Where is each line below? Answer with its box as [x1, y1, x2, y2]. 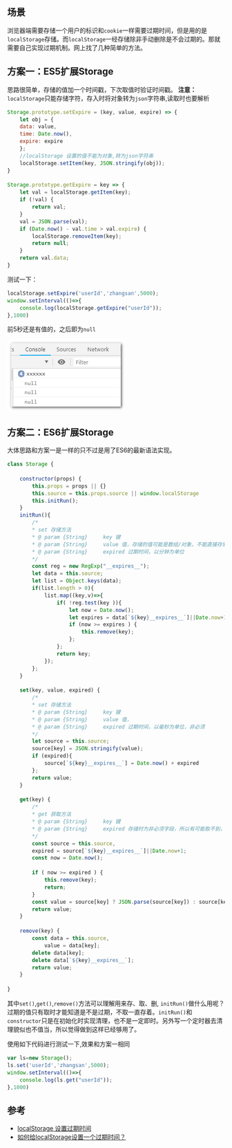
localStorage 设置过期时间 [17, 1124, 92, 1133]
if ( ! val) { [19, 196, 54, 203]
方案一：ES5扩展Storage [7, 66, 114, 77]
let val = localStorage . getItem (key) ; [19, 189, 131, 196]
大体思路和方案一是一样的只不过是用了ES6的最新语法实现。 [7, 446, 176, 454]
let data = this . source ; [32, 570, 104, 577]
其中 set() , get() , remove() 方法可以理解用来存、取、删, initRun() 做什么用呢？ [7, 999, 225, 1008]
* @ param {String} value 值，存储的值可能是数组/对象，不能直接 [32, 541, 217, 548]
